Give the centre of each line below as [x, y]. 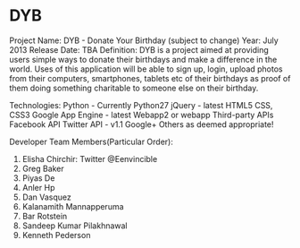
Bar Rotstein [45, 216]
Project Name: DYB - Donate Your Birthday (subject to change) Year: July [144, 40]
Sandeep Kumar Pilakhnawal [75, 226]
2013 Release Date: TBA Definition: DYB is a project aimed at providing [139, 49]
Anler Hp [38, 187]
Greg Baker [43, 168]
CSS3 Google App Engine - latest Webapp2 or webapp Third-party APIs [142, 115]
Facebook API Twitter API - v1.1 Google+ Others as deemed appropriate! [142, 124]
